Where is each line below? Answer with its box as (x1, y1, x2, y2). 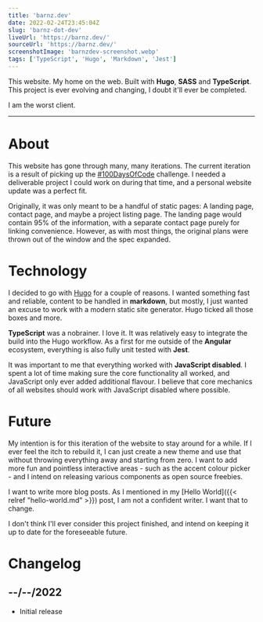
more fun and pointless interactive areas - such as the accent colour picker (8, 464, 250, 473)
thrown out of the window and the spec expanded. (8, 235, 171, 244)
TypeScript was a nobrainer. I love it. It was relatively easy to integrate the (8, 328, 248, 337)
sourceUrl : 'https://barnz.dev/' (8, 41, 117, 49)
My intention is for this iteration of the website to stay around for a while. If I (8, 438, 252, 448)
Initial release (19, 606, 63, 616)
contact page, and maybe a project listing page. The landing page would (8, 209, 243, 219)
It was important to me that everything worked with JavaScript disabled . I (8, 360, 247, 369)
